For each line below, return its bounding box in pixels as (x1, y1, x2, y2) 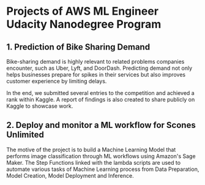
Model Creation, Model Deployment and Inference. (6, 172, 134, 179)
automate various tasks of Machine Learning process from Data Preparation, (6, 165, 199, 173)
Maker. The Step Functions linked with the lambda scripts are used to (6, 159, 181, 166)
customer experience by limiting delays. (6, 78, 107, 85)
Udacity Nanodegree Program (6, 17, 162, 31)
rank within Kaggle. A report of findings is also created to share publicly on (6, 96, 195, 103)
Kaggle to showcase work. (6, 102, 73, 110)
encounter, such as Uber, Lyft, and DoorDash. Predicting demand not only (6, 64, 193, 72)
